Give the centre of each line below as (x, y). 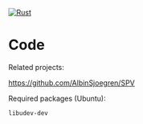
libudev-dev (28, 113)
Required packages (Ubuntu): (57, 98)
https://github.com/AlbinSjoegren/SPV (71, 83)
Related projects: (36, 67)
